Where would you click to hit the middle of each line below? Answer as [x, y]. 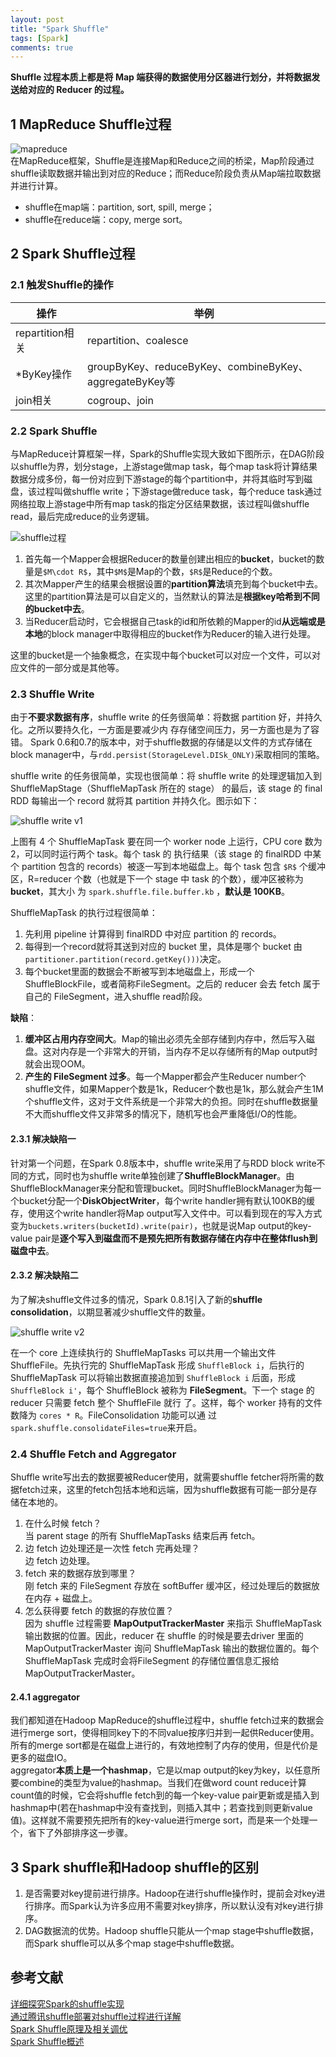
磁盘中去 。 [32, 1250]
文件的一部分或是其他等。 [71, 668]
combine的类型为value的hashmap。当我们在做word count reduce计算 [162, 1783]
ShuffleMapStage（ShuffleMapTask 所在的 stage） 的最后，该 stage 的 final [166, 788]
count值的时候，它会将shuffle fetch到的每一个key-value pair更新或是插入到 [165, 1795]
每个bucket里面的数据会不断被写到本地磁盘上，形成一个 [139, 972]
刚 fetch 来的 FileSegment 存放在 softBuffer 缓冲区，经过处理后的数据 [168, 1586]
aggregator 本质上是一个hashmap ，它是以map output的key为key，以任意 [161, 1770]
